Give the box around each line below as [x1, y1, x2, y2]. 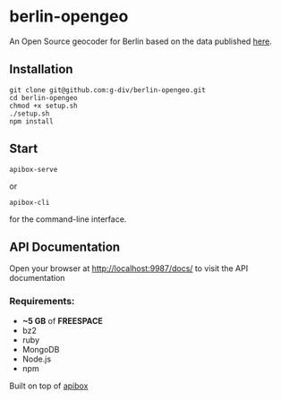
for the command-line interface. [9, 213, 127, 225]
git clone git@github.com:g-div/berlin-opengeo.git [9, 85, 206, 95]
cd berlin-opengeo [9, 93, 78, 102]
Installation [9, 62, 73, 77]
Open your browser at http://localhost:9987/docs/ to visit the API [9, 263, 249, 274]
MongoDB [21, 344, 60, 354]
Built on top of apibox [9, 380, 89, 391]
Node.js [21, 353, 52, 364]
